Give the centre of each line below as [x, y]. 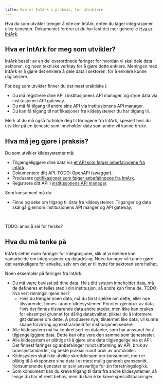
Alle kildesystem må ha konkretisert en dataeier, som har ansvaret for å [83, 330]
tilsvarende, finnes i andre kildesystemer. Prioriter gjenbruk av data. [87, 304]
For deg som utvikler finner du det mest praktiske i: [56, 86]
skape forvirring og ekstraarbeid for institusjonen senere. [77, 325]
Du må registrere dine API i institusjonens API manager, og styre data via [85, 95]
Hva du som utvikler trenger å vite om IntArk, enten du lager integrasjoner [79, 23]
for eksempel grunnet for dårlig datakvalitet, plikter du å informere [86, 314]
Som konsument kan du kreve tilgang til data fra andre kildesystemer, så [84, 371]
